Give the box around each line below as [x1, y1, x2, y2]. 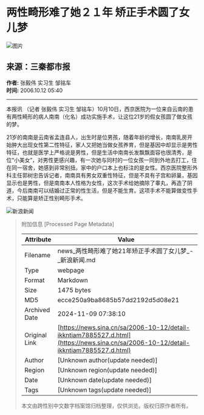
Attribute [24, 235, 52, 244]
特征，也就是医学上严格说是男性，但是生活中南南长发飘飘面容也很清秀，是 [6, 149, 192, 156]
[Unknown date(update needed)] [57, 375, 152, 384]
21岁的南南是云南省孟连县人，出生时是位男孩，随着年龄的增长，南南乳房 [6, 133, 188, 141]
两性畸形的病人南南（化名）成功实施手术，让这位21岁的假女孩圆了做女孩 [11, 113, 193, 120]
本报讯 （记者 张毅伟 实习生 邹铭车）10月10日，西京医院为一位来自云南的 [6, 105, 188, 113]
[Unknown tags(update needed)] [57, 385, 152, 394]
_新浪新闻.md [57, 255, 96, 264]
